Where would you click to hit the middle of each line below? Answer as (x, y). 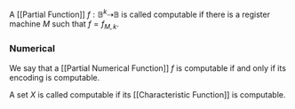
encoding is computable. (55, 77)
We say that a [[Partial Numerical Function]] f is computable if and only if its (148, 68)
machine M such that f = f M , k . (64, 24)
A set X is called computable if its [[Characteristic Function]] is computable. (147, 94)
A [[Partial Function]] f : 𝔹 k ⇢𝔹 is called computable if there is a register (140, 14)
